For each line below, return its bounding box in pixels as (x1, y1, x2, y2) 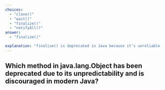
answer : (5, 30, 21, 35)
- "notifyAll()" (9, 26, 43, 30)
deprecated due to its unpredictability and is (5, 69, 144, 78)
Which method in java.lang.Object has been (5, 62, 142, 70)
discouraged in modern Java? (5, 77, 99, 86)
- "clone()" (9, 12, 35, 17)
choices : (5, 7, 23, 12)
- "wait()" (9, 16, 32, 21)
